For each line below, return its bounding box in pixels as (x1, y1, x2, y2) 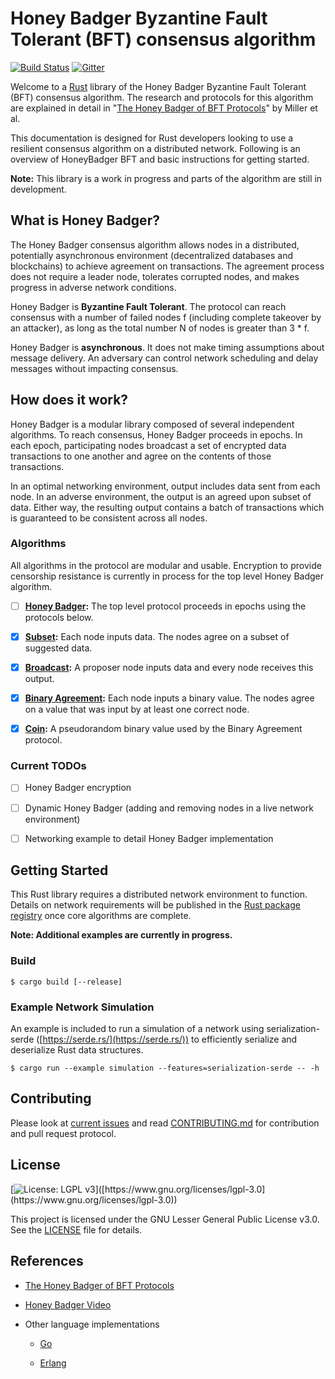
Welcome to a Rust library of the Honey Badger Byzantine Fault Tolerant (10, 80, 307, 92)
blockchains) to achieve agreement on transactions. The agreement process (10, 260, 325, 272)
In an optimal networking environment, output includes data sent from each (10, 480, 321, 492)
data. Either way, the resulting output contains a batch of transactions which (10, 501, 325, 513)
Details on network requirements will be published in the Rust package (10, 899, 301, 911)
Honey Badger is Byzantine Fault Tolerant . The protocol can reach (10, 300, 287, 312)
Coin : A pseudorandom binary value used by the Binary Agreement (24, 723, 303, 735)
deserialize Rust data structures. (10, 1044, 144, 1056)
